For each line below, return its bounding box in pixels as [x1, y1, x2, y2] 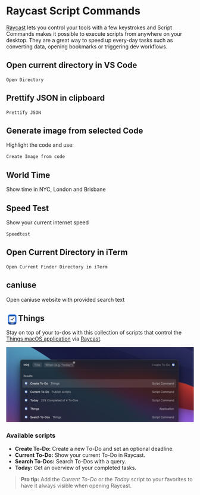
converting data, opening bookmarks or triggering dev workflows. [6, 43, 168, 50]
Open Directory [6, 76, 44, 83]
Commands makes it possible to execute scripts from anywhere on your [6, 30, 183, 37]
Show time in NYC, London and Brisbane [6, 186, 106, 193]
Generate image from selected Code [6, 125, 143, 135]
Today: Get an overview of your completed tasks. [14, 464, 137, 471]
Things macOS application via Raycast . [6, 335, 102, 342]
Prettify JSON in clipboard [6, 93, 105, 103]
